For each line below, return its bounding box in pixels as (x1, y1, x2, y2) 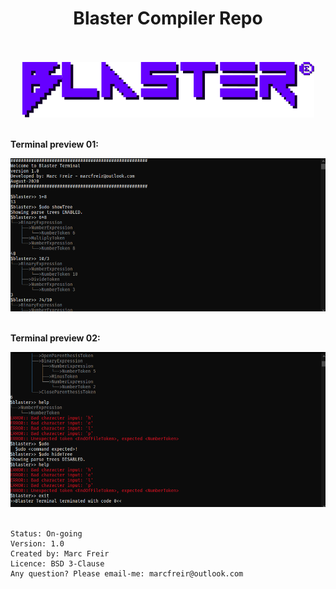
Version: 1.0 (10, 539, 65, 549)
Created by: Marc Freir (10, 549, 110, 559)
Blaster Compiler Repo (73, 7, 263, 30)
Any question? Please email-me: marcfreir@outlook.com (10, 569, 244, 579)
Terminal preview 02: (10, 332, 101, 344)
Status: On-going (10, 529, 83, 539)
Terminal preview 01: (10, 138, 99, 150)
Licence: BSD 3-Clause (10, 559, 105, 569)
